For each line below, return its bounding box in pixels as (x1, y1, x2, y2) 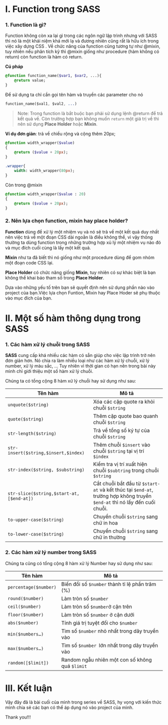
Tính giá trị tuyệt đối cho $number (61, 619, 138, 626)
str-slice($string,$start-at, (7, 491, 80, 496)
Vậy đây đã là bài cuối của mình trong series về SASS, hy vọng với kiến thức (5, 699, 161, 705)
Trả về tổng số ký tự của (93, 427, 150, 434)
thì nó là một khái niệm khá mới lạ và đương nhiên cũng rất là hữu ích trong (5, 38, 159, 44)
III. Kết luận (5, 682, 52, 693)
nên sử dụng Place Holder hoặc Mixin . (17, 121, 97, 127)
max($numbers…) (7, 645, 44, 651)
